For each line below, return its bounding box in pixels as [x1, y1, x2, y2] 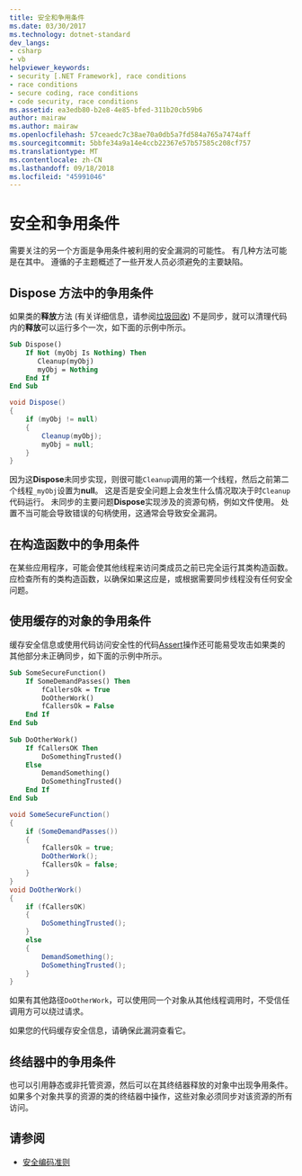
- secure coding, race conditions [9, 88, 139, 97]
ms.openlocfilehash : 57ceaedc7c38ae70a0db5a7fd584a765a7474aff [9, 130, 252, 139]
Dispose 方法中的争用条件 [9, 285, 154, 301]
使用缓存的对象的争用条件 [9, 614, 151, 629]
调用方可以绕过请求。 [9, 1006, 88, 1017]
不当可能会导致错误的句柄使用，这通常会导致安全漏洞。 [16, 507, 222, 518]
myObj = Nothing [37, 365, 99, 374]
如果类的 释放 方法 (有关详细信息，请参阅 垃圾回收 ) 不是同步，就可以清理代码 [9, 311, 288, 321]
